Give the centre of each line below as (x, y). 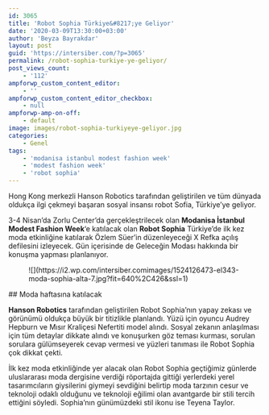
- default (39, 121)
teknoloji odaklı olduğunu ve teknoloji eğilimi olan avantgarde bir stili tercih (132, 394)
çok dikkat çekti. (35, 353)
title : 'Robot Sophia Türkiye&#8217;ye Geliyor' (91, 23)
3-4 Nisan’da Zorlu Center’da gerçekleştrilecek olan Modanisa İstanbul (127, 220)
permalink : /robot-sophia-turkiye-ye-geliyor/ (88, 61)
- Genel (35, 143)
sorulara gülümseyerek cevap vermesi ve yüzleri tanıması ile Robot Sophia (132, 344)
